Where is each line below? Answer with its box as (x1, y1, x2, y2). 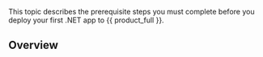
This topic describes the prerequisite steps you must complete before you (8, 7, 255, 16)
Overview (8, 39, 59, 52)
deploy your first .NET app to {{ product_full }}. (8, 15, 164, 25)
